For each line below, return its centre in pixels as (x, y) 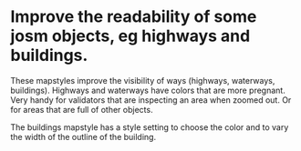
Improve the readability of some (134, 17)
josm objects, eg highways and (130, 36)
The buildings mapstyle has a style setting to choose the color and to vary (150, 127)
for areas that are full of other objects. (82, 109)
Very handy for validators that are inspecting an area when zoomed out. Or (151, 100)
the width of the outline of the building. (83, 136)
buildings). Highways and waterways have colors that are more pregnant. (148, 90)
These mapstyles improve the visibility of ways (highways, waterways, (143, 80)
